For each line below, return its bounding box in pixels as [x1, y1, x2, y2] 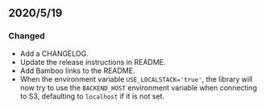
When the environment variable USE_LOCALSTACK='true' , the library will [19, 74, 253, 83]
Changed [8, 30, 46, 42]
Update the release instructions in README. [19, 57, 166, 67]
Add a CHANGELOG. [19, 48, 89, 59]
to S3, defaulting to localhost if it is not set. [19, 91, 165, 101]
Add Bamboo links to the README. [19, 66, 135, 75]
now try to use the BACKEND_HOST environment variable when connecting [19, 83, 258, 92]
